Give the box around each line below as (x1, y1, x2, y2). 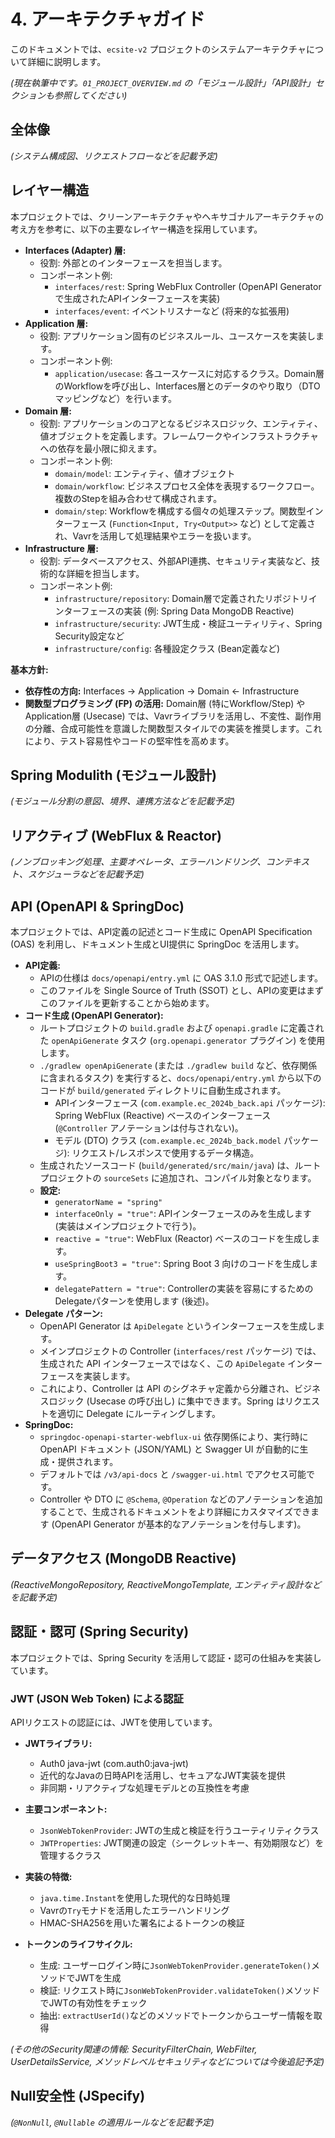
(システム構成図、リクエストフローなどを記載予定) (10, 150, 218, 162)
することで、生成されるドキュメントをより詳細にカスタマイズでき (39, 1506, 311, 1517)
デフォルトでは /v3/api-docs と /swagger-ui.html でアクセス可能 (39, 1468, 307, 1480)
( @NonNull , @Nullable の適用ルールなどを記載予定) (10, 2116, 215, 2128)
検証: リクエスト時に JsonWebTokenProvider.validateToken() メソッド (39, 1984, 321, 1996)
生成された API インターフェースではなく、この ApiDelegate (39, 1358, 285, 1369)
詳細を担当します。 (66, 567, 145, 579)
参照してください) (53, 89, 128, 101)
